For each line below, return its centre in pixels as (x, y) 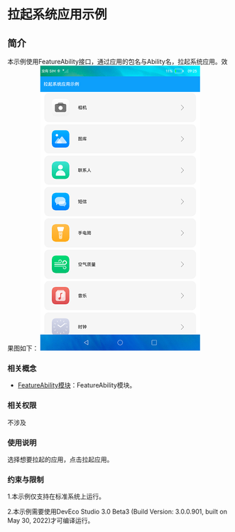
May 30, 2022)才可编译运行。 (51, 521)
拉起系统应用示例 (58, 15)
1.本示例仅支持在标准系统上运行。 (56, 496)
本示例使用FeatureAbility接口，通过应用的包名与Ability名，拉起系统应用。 (114, 62)
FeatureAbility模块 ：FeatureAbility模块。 (77, 385)
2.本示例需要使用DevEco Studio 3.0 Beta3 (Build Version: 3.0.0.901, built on (117, 512)
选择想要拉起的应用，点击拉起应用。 (60, 459)
